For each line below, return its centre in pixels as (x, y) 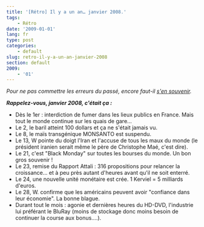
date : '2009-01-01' (31, 29)
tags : (13, 18)
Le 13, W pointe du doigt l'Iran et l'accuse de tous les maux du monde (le (106, 141)
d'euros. (26, 186)
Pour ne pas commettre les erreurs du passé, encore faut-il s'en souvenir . (99, 91)
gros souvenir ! (34, 160)
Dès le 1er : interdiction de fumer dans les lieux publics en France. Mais (104, 115)
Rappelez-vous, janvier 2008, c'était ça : (59, 103)
